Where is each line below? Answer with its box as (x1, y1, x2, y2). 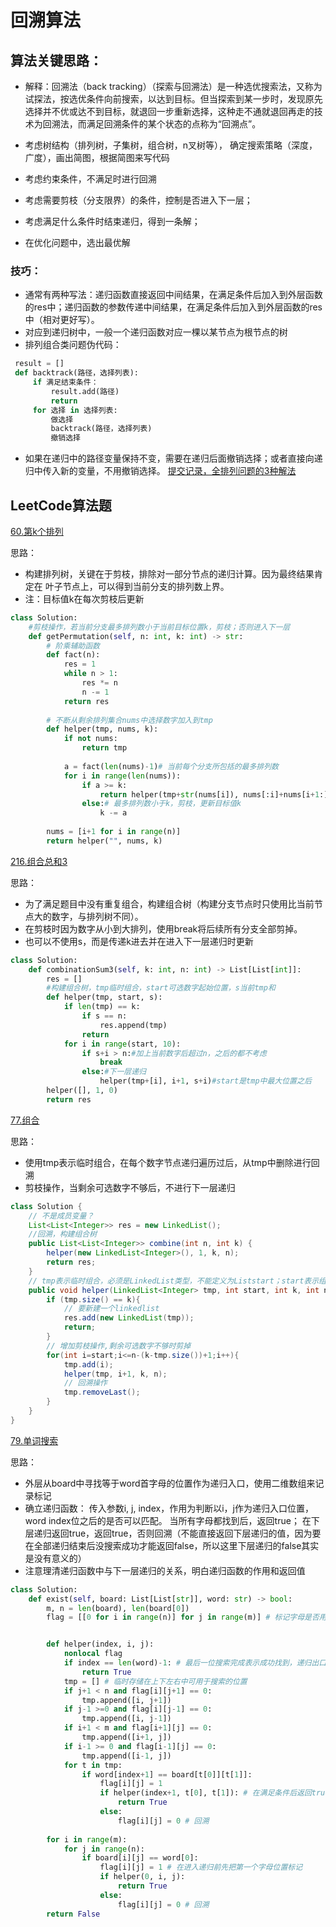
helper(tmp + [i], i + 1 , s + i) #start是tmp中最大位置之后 (99, 1076, 312, 1086)
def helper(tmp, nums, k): (46, 724, 159, 735)
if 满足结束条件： (32, 377, 99, 388)
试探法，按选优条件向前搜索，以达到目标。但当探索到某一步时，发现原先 (24, 93, 323, 105)
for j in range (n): (63, 1844, 145, 1854)
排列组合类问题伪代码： (24, 339, 122, 351)
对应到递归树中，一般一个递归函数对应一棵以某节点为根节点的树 (24, 326, 288, 338)
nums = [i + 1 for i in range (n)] (46, 827, 182, 837)
